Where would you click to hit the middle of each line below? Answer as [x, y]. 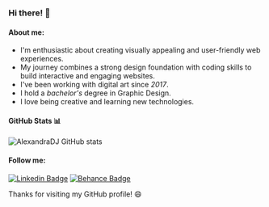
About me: [26, 32]
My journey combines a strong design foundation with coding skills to [136, 67]
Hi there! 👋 [29, 13]
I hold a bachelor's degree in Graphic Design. [95, 93]
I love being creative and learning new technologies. [107, 102]
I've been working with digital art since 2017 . [95, 85]
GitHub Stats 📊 [35, 120]
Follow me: [27, 160]
